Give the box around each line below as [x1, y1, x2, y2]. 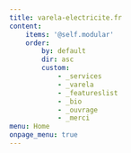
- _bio [57, 96, 83, 106]
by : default [41, 47, 87, 56]
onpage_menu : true [9, 130, 78, 139]
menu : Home [9, 122, 50, 131]
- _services [57, 72, 102, 81]
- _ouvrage [57, 105, 99, 114]
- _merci [57, 113, 91, 122]
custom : [41, 64, 70, 73]
